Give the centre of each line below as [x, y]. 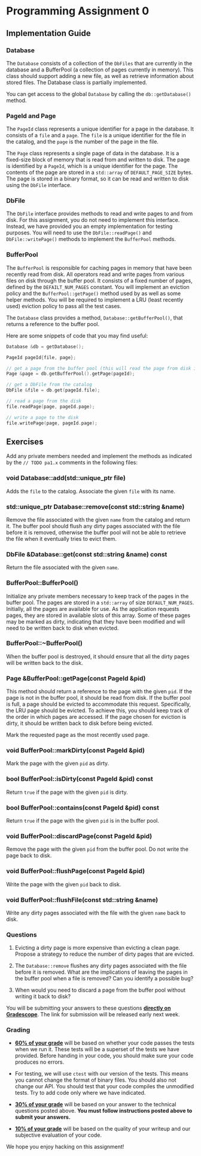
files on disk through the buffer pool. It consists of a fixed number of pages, [99, 281]
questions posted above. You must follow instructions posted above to [103, 1111]
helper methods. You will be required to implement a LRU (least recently [95, 299]
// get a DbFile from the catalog [49, 385]
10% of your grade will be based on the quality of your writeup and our [103, 1129]
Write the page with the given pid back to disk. [64, 884]
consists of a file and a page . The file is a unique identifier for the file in [96, 136]
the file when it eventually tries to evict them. [61, 538]
